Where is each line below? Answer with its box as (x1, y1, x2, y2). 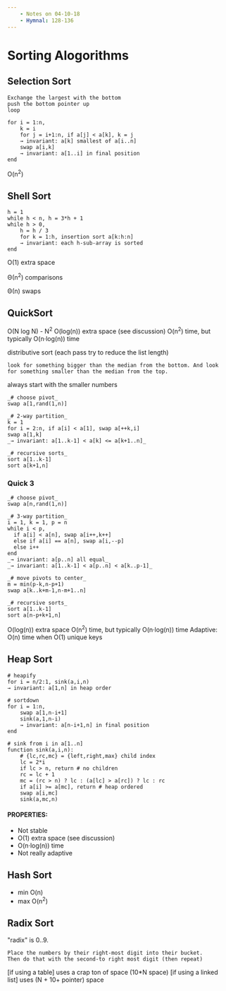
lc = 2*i (20, 759, 46, 766)
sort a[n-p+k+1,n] (7, 612, 61, 619)
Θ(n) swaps (7, 287, 41, 295)
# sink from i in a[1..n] (7, 740, 83, 747)
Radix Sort (7, 917, 54, 929)
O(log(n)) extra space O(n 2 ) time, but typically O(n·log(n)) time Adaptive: (7, 624, 218, 634)
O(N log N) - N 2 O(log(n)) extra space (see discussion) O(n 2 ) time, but (7, 326, 211, 336)
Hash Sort (7, 870, 52, 882)
